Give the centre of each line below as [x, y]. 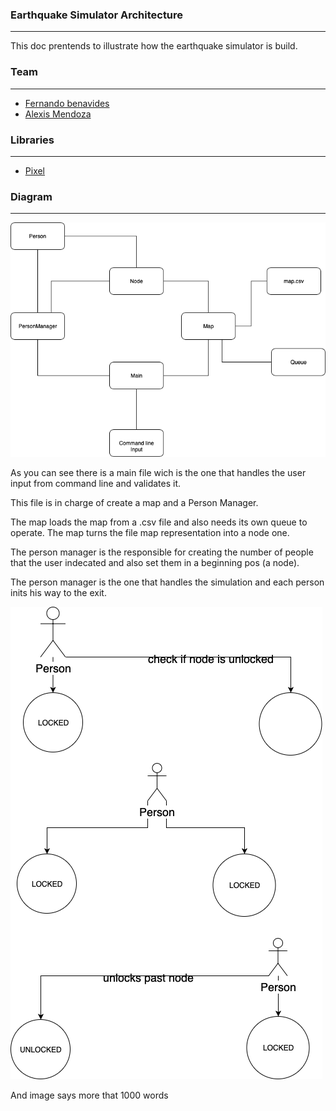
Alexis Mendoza [58, 114]
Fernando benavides [67, 103]
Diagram [31, 196]
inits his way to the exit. [58, 592]
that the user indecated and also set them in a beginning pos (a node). [155, 562]
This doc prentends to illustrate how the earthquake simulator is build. [154, 46]
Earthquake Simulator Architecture [97, 15]
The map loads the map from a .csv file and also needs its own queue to [159, 522]
